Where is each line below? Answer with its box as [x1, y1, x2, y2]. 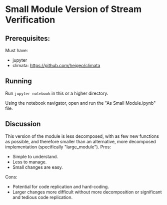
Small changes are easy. [12, 164, 63, 170]
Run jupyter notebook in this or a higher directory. [5, 90, 108, 96]
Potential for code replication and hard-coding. [12, 183, 109, 189]
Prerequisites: [5, 34, 50, 43]
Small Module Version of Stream [5, 4, 141, 15]
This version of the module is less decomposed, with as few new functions [5, 133, 159, 139]
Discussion [5, 120, 41, 128]
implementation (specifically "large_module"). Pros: [5, 144, 111, 150]
